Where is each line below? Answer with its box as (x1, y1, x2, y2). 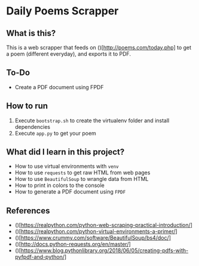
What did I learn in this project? (6, 147, 125, 157)
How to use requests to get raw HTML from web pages (14, 169, 151, 176)
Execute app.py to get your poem (14, 129, 97, 137)
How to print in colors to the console (14, 182, 105, 189)
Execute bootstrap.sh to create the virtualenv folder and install (14, 117, 170, 124)
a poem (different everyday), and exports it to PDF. (6, 50, 131, 58)
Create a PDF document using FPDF (14, 83, 104, 90)
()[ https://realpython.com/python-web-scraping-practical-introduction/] (14, 222, 193, 229)
